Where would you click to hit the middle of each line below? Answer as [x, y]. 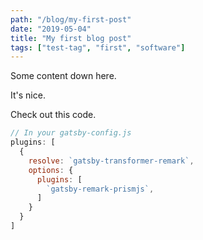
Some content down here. [63, 76]
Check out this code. [53, 115]
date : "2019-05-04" [51, 29]
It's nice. [28, 95]
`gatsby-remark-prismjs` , [100, 189]
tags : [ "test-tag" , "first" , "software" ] [98, 47]
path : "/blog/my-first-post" [71, 19]
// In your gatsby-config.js [71, 133]
